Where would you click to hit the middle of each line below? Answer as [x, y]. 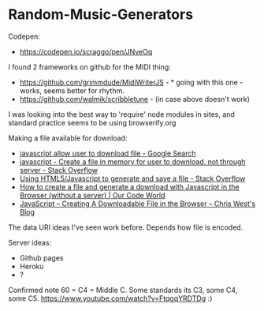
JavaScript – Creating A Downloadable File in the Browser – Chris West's [138, 204]
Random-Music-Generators [101, 15]
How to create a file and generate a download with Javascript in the [129, 186]
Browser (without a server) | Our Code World [92, 195]
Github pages [41, 257]
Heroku [32, 266]
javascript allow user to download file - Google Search [108, 153]
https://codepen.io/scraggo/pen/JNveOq [86, 51]
